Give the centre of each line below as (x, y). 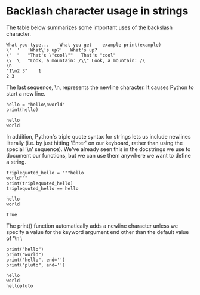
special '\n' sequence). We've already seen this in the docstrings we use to (99, 149)
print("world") (25, 254)
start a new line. (26, 93)
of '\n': (14, 238)
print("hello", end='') (36, 260)
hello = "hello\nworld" (36, 105)
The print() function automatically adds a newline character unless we (92, 226)
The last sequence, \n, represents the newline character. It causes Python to (100, 87)
